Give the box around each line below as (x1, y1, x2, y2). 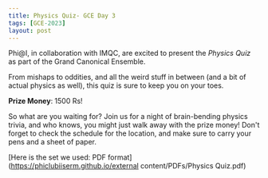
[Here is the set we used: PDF (8, 152, 106, 162)
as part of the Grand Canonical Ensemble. (8, 57, 146, 66)
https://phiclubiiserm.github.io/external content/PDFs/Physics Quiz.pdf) (10, 161, 246, 171)
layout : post (8, 26, 52, 34)
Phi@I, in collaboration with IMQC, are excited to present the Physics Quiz (8, 49, 251, 58)
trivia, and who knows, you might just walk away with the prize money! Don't (8, 121, 260, 130)
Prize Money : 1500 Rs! (8, 97, 83, 106)
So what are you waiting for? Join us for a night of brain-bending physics (8, 112, 249, 121)
